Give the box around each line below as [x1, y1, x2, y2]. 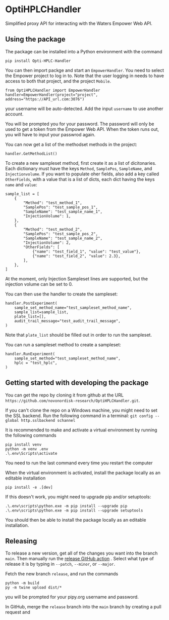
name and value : [5, 181, 38, 188]
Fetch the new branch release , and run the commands [5, 571, 119, 577]
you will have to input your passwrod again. [5, 131, 96, 137]
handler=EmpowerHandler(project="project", [5, 92, 98, 97]
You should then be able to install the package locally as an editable [5, 517, 146, 523]
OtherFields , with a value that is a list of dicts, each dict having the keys [5, 176, 155, 182]
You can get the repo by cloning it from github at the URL [5, 392, 124, 398]
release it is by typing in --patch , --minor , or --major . [5, 561, 116, 567]
